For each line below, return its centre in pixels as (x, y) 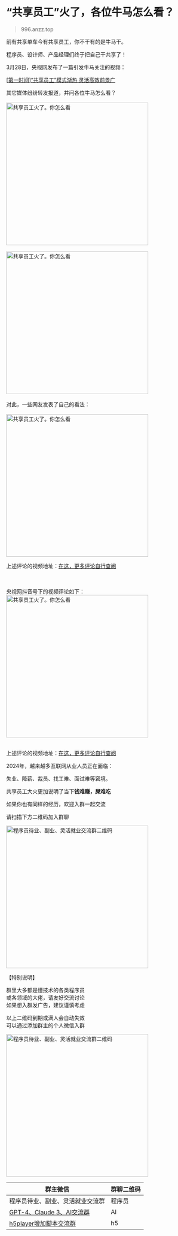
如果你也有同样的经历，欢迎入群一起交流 (56, 804)
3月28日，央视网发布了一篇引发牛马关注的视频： (66, 67)
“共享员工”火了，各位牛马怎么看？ (90, 12)
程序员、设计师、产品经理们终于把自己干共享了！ (66, 54)
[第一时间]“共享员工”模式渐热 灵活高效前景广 (61, 80)
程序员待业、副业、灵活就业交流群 (57, 1201)
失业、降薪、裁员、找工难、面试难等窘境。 (59, 778)
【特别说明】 (22, 977)
